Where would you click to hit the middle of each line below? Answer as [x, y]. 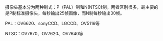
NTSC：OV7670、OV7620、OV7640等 [44, 34]
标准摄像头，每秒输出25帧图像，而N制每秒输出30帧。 [70, 13]
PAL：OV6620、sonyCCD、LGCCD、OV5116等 [53, 23]
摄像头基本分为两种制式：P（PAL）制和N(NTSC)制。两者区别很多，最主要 [80, 7]
